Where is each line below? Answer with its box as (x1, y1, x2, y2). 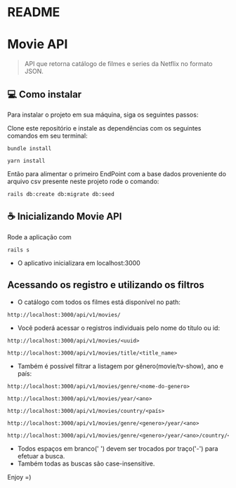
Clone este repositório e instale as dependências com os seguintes (7, 124, 202, 132)
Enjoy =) (7, 473, 32, 481)
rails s (7, 246, 30, 253)
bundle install (7, 145, 52, 152)
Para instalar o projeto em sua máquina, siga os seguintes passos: (7, 110, 199, 119)
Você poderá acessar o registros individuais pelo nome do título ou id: (17, 324, 220, 332)
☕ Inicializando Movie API (7, 211, 122, 223)
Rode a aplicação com (7, 232, 72, 241)
